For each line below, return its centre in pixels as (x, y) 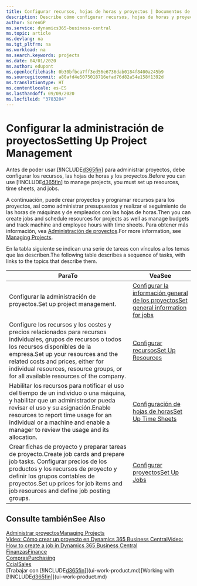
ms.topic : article (28, 34)
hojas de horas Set (158, 411)
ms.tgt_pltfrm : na (28, 45)
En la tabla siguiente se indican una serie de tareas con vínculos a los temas (98, 248)
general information (160, 308)
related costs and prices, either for (56, 361)
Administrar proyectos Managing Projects (55, 533)
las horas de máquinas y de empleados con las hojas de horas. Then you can (98, 212)
